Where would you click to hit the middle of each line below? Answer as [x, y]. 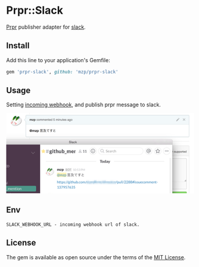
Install [18, 46]
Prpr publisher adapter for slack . [46, 27]
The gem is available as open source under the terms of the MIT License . [96, 257]
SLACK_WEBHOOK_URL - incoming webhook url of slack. [73, 225]
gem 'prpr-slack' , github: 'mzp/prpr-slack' [62, 72]
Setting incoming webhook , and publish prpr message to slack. [83, 105]
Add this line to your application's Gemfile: [58, 60]
